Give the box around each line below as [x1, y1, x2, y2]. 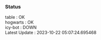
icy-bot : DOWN [5, 25, 37, 30]
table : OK [5, 14, 25, 20]
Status [5, 3, 21, 10]
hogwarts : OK [5, 19, 34, 25]
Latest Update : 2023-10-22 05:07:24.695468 [5, 30, 97, 36]
